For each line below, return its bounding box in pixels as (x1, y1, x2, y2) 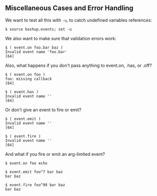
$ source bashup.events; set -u (5, 27, 72, 32)
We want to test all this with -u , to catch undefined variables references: (5, 17, 152, 23)
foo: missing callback (5, 76, 52, 81)
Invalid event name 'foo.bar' (5, 49, 68, 54)
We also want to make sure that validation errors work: (5, 35, 116, 41)
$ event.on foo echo (5, 161, 48, 166)
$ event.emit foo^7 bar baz (5, 169, 63, 174)
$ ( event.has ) (5, 89, 39, 94)
